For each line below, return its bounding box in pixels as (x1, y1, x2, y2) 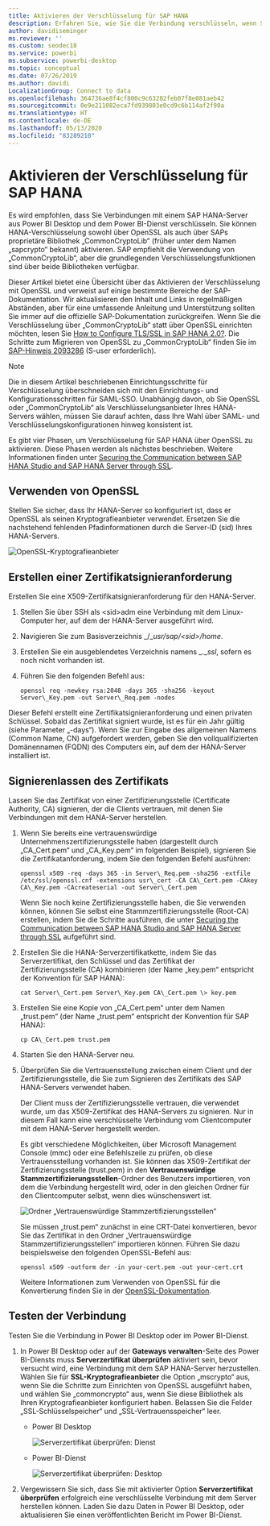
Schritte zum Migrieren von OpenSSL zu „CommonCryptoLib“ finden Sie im (8, 337, 257, 346)
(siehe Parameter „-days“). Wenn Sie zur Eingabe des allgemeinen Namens (8, 725, 257, 735)
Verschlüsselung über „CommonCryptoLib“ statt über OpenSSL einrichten (8, 320, 253, 330)
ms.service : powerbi (8, 49, 78, 57)
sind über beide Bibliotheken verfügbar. (8, 261, 139, 271)
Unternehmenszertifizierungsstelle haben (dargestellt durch (19, 837, 219, 846)
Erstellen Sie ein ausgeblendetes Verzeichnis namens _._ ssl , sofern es (19, 647, 252, 657)
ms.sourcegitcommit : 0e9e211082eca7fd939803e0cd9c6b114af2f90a (8, 102, 225, 110)
